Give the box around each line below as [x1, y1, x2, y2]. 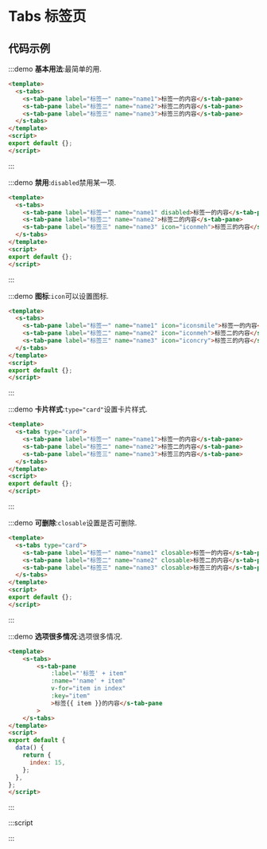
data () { [15, 744, 44, 752]
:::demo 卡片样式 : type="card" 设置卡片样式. [8, 404, 149, 415]
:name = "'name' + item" [50, 677, 126, 686]
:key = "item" [50, 692, 91, 700]
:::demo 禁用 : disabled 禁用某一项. [8, 177, 117, 187]
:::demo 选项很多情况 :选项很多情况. [8, 631, 123, 641]
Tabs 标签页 [8, 7, 87, 26]
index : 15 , [29, 758, 66, 766]
